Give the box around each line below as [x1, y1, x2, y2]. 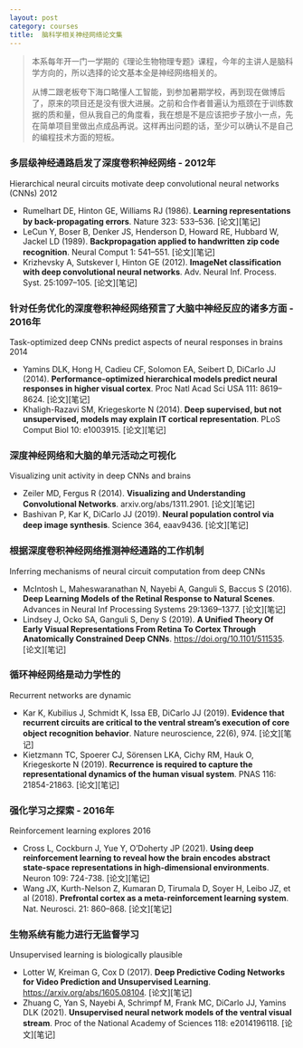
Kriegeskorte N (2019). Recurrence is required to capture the [22, 758, 253, 770]
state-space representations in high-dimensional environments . [22, 862, 270, 873]
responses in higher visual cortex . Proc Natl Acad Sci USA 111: [22, 382, 259, 394]
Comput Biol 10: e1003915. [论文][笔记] [22, 424, 167, 435]
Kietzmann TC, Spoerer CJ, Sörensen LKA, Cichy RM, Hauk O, [22, 749, 254, 760]
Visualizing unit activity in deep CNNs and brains [9, 470, 192, 481]
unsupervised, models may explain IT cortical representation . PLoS [22, 413, 281, 424]
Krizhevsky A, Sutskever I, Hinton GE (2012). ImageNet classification [22, 256, 282, 267]
